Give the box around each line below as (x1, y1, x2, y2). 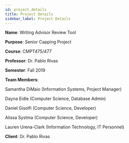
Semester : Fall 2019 (5, 67, 45, 73)
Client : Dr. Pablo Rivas (5, 134, 50, 140)
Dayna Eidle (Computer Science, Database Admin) (5, 96, 106, 102)
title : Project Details (5, 12, 54, 17)
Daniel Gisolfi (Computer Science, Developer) (5, 105, 96, 111)
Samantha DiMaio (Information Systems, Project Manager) (5, 86, 122, 92)
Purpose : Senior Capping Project (5, 39, 72, 45)
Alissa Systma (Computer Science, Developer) (5, 115, 98, 121)
